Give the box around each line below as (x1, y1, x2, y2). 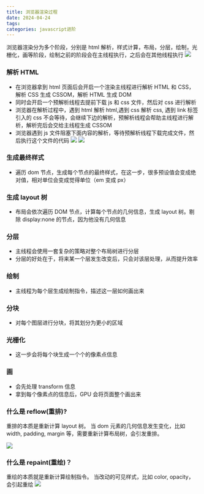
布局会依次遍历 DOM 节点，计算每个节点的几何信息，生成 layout (15, 208, 177, 215)
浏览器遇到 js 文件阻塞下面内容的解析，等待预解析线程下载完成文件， (15, 129, 189, 137)
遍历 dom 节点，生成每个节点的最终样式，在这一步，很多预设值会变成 (15, 168, 191, 176)
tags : (6, 20, 20, 26)
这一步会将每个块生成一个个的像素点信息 (15, 351, 118, 358)
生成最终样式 (6, 154, 45, 162)
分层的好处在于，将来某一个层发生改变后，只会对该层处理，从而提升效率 (15, 255, 198, 263)
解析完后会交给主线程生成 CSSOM (26, 121, 112, 129)
